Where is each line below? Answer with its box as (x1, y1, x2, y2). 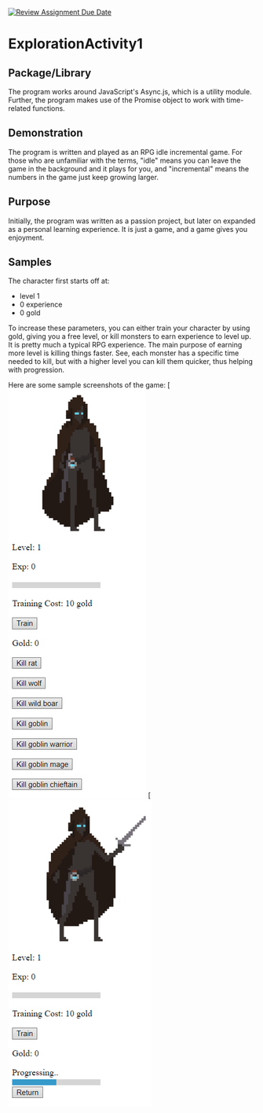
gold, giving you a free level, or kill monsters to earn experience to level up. (8, 332, 251, 341)
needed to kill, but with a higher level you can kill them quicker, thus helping (8, 357, 254, 366)
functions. (32, 104, 65, 113)
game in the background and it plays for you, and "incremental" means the (8, 163, 250, 173)
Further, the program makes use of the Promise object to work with (8, 95, 225, 105)
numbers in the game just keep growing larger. (8, 172, 159, 182)
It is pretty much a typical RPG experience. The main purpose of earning (8, 340, 243, 350)
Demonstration (8, 127, 84, 140)
